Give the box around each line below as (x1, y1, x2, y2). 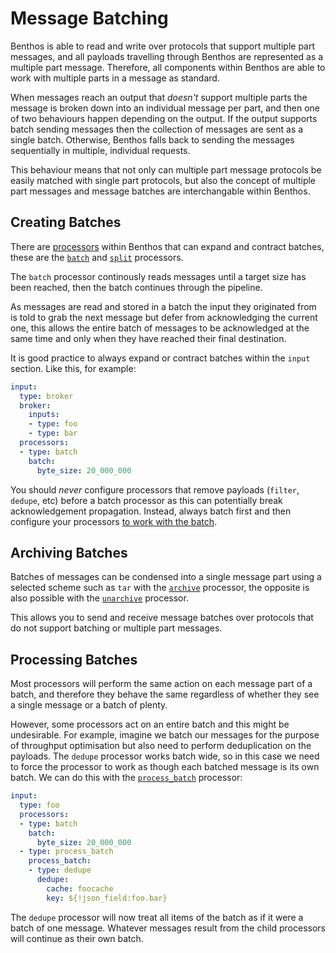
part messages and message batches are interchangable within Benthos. (10, 185, 311, 197)
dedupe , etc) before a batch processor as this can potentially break (10, 494, 283, 506)
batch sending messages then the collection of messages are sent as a (10, 123, 304, 135)
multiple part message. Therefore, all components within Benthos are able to (10, 61, 326, 73)
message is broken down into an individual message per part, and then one (10, 102, 321, 114)
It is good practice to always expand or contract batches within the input (10, 352, 311, 364)
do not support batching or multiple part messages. (10, 622, 223, 634)
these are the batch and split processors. (10, 251, 184, 263)
